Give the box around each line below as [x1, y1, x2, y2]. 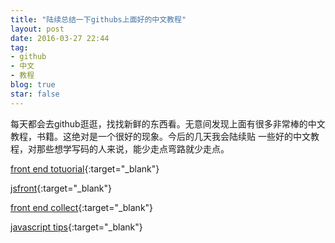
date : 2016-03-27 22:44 [10, 33, 110, 43]
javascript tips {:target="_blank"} [10, 221, 143, 233]
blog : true [10, 80, 56, 90]
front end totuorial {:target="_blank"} [10, 162, 160, 175]
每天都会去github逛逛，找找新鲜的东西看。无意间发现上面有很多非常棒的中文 [10, 117, 326, 130]
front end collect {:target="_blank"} [10, 201, 154, 213]
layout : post [10, 24, 65, 34]
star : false [10, 89, 60, 99]
